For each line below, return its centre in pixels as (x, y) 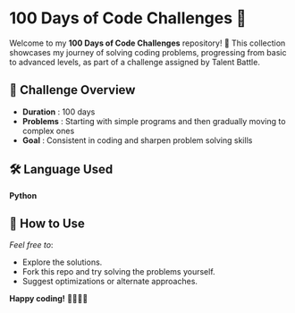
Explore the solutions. (62, 262)
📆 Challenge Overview (72, 90)
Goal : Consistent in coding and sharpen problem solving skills (137, 140)
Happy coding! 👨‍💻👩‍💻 (49, 299)
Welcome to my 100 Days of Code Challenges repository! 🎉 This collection (147, 43)
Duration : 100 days (59, 112)
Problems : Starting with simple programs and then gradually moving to (154, 121)
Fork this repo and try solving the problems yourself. (119, 272)
